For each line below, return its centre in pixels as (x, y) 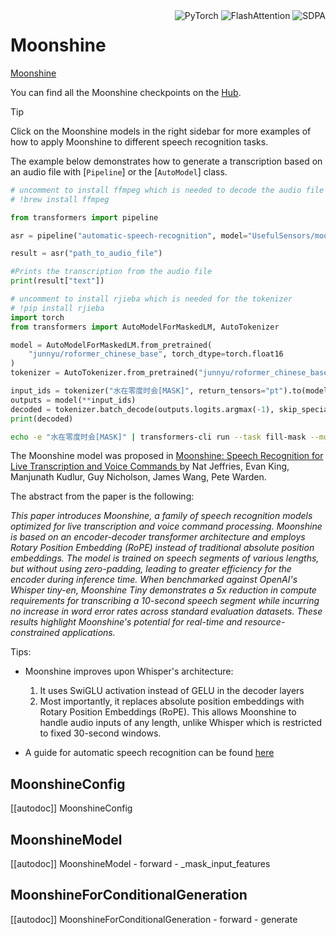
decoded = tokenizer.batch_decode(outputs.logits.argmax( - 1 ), (142, 409)
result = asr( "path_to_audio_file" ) (86, 254)
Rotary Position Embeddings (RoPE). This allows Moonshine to (168, 712)
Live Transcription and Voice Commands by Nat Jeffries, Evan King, (150, 466)
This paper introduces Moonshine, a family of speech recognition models (161, 516)
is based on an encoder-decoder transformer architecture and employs (158, 537)
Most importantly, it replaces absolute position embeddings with (172, 701)
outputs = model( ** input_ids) (73, 400)
